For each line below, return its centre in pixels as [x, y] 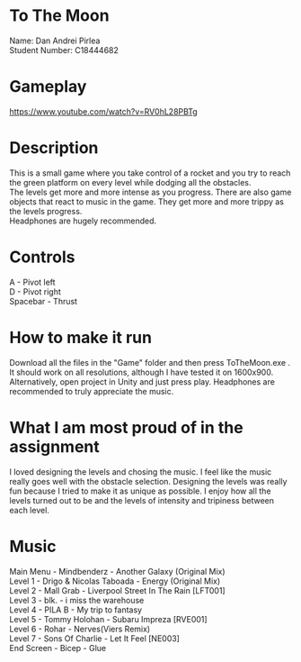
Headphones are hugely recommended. [83, 221]
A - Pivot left [32, 282]
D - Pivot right [35, 291]
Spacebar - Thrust [44, 301]
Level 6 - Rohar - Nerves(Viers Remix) [80, 629]
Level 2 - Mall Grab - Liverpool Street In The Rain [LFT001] [118, 590]
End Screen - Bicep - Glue [58, 648]
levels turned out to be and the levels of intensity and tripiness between [142, 500]
